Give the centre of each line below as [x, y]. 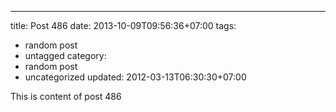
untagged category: [65, 55]
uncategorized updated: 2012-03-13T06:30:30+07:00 [135, 77]
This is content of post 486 [66, 96]
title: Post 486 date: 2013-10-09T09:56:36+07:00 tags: [123, 25]
